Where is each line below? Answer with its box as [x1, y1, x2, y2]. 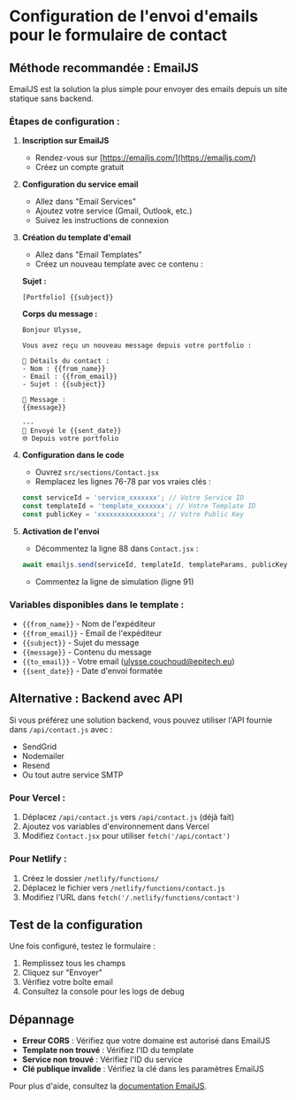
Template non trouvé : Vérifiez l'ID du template [21, 1045, 194, 1056]
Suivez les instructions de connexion [34, 215, 170, 226]
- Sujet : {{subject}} [21, 380, 106, 389]
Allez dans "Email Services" [34, 197, 137, 207]
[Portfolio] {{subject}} [21, 293, 114, 302]
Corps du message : [21, 308, 98, 320]
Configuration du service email [21, 179, 139, 190]
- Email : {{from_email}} [21, 372, 118, 382]
